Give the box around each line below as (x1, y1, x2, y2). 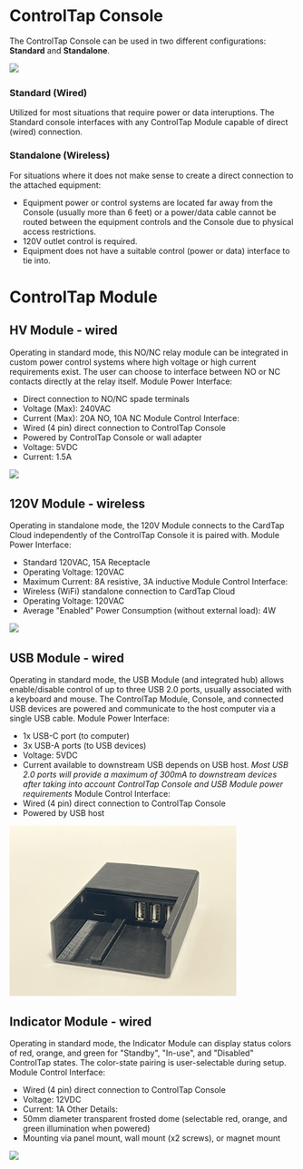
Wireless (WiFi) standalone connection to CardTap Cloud (22, 586, 236, 597)
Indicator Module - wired (9, 1014, 152, 1029)
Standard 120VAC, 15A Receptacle (22, 557, 151, 568)
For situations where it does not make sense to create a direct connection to (9, 170, 294, 181)
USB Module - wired (9, 650, 125, 665)
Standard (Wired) (9, 86, 88, 99)
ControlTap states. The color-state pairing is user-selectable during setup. (9, 1056, 288, 1067)
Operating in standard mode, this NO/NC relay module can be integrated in (9, 347, 288, 358)
